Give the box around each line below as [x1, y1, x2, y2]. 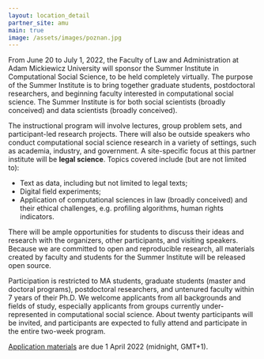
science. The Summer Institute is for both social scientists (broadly [8, 97, 226, 107]
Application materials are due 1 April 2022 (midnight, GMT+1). [8, 342, 209, 352]
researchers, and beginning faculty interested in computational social [8, 89, 235, 99]
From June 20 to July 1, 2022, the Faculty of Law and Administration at [8, 55, 239, 65]
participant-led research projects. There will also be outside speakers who [8, 130, 251, 139]
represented [8, 310, 48, 319]
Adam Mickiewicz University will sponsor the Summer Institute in [8, 64, 219, 74]
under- [201, 301, 224, 311]
